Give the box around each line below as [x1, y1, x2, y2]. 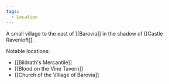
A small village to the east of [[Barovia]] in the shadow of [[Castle [6, 30, 163, 37]
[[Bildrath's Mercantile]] [14, 59, 72, 66]
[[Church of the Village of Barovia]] [14, 71, 99, 78]
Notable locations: [6, 47, 50, 54]
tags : [6, 8, 19, 15]
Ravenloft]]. [6, 36, 34, 43]
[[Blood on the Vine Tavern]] [14, 65, 84, 72]
